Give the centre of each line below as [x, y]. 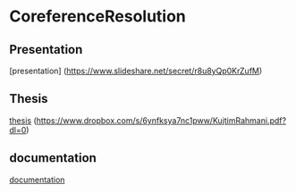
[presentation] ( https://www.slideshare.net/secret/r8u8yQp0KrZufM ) [136, 71]
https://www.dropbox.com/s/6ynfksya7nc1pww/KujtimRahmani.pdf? [161, 120]
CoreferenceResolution [97, 17]
